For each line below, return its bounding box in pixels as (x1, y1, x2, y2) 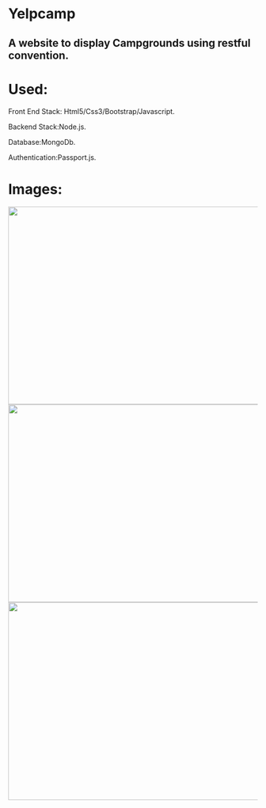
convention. (8, 48, 70, 62)
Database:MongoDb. (8, 137, 76, 146)
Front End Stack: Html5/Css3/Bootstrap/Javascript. (8, 106, 176, 116)
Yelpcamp (8, 5, 76, 23)
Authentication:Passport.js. (8, 152, 97, 162)
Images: (8, 180, 63, 198)
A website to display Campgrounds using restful (8, 36, 251, 50)
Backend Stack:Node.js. (8, 122, 87, 131)
